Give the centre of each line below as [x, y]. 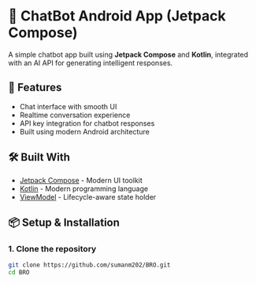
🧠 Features [35, 88]
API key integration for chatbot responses [87, 123]
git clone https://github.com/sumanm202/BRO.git [89, 265]
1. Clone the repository [52, 248]
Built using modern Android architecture [84, 131]
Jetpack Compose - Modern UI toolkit [81, 180]
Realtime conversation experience [75, 115]
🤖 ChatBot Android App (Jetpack [117, 16]
